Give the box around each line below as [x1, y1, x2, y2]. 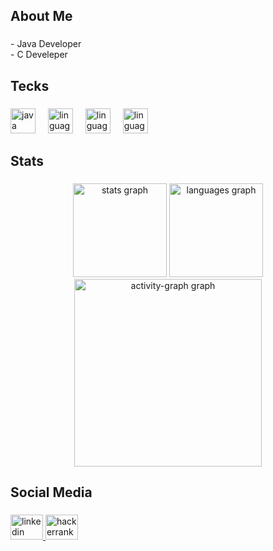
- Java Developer [10, 38, 82, 50]
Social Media [10, 484, 93, 501]
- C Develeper [10, 49, 68, 61]
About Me [10, 8, 73, 25]
